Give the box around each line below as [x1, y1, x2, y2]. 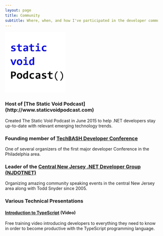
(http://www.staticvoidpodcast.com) [5, 107, 94, 114]
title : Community [5, 13, 40, 18]
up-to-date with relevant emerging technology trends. [5, 123, 113, 129]
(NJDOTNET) [5, 169, 36, 176]
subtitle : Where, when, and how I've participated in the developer [5, 18, 147, 23]
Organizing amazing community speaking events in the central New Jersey [5, 180, 155, 186]
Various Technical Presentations [5, 198, 83, 204]
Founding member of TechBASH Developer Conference [5, 135, 138, 142]
